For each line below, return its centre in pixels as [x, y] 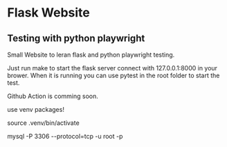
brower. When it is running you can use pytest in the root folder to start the [113, 75]
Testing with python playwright [76, 38]
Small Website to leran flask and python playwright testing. [91, 55]
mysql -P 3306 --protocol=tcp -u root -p [65, 136]
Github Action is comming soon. [53, 96]
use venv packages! [36, 109]
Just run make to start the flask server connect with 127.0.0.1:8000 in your [112, 68]
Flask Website [48, 13]
